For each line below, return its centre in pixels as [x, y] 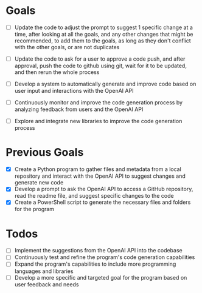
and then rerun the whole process [57, 72]
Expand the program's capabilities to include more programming [95, 264]
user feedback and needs [47, 284]
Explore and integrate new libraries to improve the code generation [98, 121]
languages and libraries [44, 271]
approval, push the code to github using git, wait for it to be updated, [100, 66]
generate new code [39, 183]
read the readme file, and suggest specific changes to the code [94, 196]
